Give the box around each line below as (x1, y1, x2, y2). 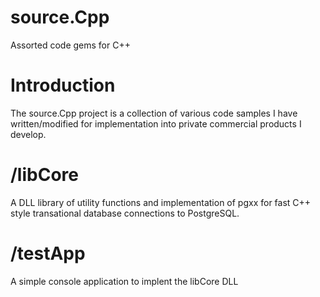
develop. (10, 128, 47, 140)
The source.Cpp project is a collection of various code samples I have (10, 107, 298, 119)
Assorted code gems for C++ (10, 39, 131, 51)
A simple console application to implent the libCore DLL (10, 275, 239, 287)
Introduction (10, 74, 116, 97)
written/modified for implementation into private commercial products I (10, 117, 302, 130)
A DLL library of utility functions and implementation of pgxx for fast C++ (10, 196, 312, 208)
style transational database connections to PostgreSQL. (10, 207, 240, 219)
